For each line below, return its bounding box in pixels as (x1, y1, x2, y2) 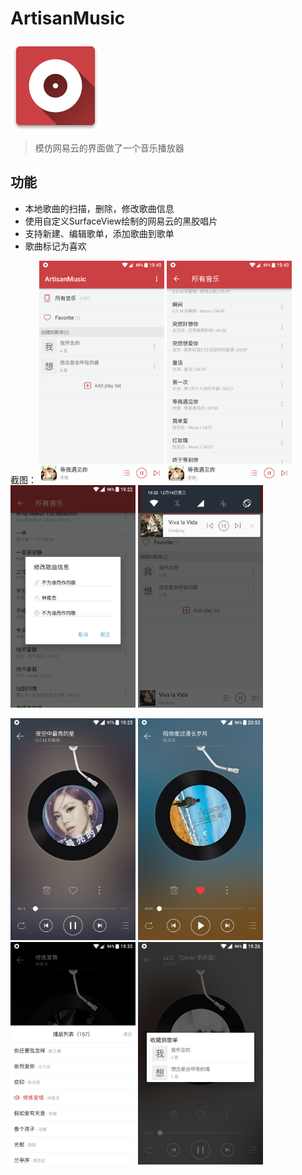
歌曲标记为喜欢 (24, 240, 87, 252)
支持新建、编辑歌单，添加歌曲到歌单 (24, 227, 175, 239)
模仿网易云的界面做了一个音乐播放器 (34, 142, 185, 154)
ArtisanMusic (10, 7, 126, 30)
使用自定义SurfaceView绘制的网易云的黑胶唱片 (24, 215, 218, 227)
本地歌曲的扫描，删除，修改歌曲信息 (24, 202, 175, 214)
